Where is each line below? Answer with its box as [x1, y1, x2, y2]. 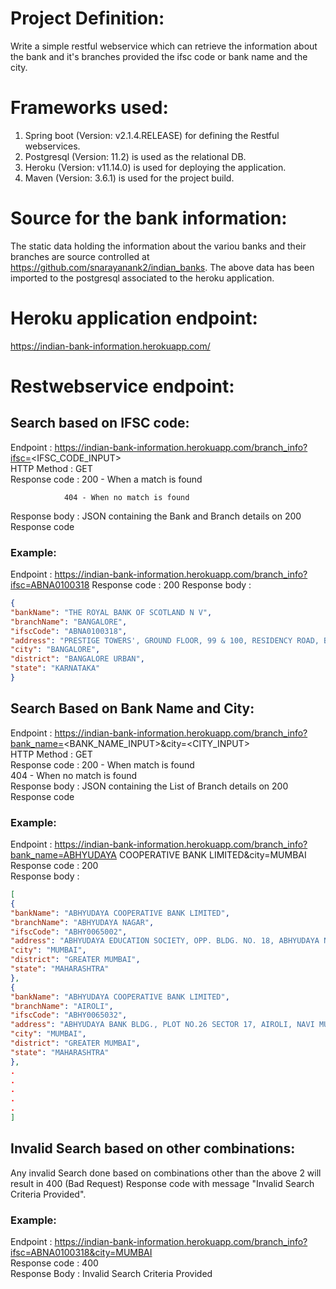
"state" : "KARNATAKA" [10, 663, 101, 674]
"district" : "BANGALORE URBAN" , [10, 654, 145, 664]
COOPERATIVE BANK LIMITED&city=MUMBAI [118, 849, 307, 861]
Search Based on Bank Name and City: [10, 700, 255, 717]
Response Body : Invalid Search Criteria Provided [10, 1268, 213, 1280]
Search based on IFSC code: [10, 415, 190, 432]
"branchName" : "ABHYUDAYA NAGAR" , [10, 917, 155, 927]
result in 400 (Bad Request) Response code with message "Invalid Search [10, 1177, 315, 1189]
